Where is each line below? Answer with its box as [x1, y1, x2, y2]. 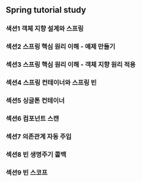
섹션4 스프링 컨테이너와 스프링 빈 [6, 78, 97, 87]
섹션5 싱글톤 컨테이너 [6, 96, 65, 105]
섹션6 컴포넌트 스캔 [6, 114, 59, 123]
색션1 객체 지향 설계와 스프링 [6, 25, 84, 33]
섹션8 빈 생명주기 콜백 [6, 150, 67, 159]
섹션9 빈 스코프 [6, 168, 48, 176]
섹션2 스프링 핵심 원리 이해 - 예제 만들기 [6, 42, 116, 51]
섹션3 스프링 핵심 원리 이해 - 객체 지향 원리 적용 [6, 61, 136, 69]
